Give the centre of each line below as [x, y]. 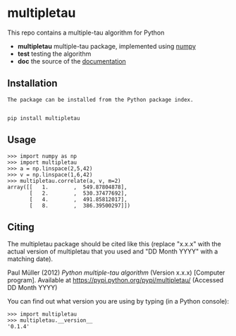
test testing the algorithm [54, 54]
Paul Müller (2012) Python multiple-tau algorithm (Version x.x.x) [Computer [116, 272]
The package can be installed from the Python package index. [100, 100]
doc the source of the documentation [72, 61]
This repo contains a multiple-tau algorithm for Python [86, 32]
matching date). [30, 259]
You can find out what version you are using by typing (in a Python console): [118, 301]
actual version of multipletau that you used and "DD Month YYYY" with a [113, 251]
